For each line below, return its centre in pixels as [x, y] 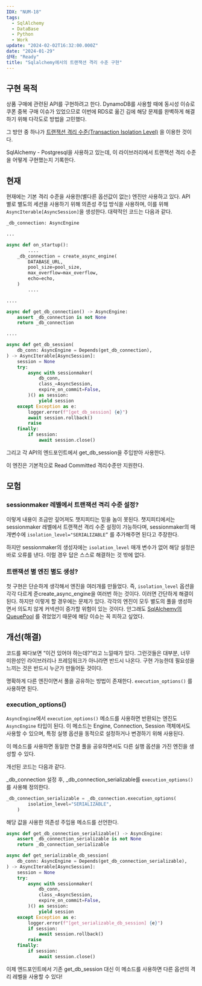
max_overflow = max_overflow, [63, 273]
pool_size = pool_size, [55, 267]
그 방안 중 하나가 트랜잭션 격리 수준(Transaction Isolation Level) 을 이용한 [93, 132]
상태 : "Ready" [23, 57]
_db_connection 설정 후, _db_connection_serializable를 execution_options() [100, 779]
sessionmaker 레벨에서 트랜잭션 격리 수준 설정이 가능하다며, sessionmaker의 [98, 527]
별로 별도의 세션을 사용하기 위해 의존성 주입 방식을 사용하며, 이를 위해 [87, 204]
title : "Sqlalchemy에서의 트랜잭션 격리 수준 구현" [64, 62]
